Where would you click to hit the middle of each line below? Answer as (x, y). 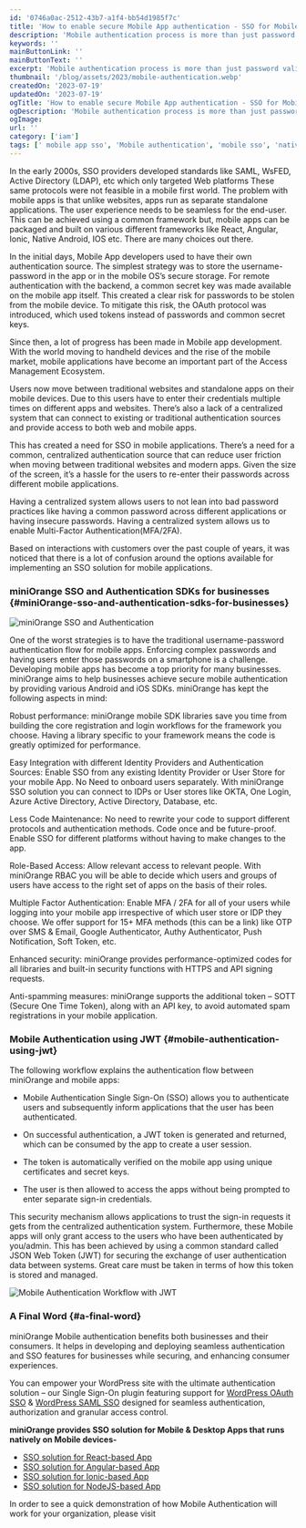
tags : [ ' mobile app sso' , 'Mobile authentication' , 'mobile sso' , (140, 145)
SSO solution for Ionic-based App (86, 1476)
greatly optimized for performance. (75, 745)
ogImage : (26, 119)
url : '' (24, 129)
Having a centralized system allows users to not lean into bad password (144, 501)
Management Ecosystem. (57, 371)
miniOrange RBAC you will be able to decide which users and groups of (143, 875)
